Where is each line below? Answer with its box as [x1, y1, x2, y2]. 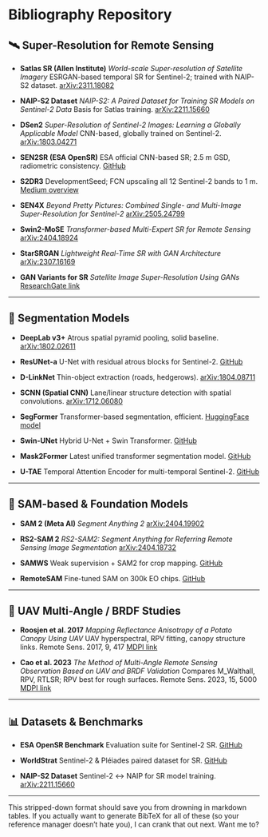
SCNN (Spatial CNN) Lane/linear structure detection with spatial [19, 388, 231, 397]
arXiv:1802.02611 [19, 341, 76, 351]
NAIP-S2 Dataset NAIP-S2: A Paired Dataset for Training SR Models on [19, 96, 255, 106]
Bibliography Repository [8, 6, 172, 24]
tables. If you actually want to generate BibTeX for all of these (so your [8, 811, 239, 821]
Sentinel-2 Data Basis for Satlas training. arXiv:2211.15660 [19, 105, 210, 114]
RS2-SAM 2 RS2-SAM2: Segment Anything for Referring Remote [19, 534, 233, 544]
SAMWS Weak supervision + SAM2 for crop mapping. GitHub [19, 558, 223, 568]
